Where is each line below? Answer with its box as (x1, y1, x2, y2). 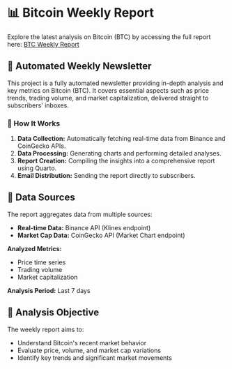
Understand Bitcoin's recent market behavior (17, 338, 147, 347)
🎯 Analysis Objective (7, 307, 100, 319)
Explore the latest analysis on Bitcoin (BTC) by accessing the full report (7, 32, 211, 41)
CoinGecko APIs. (17, 142, 66, 150)
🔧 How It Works (7, 119, 61, 128)
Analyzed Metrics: (7, 244, 62, 253)
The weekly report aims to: (7, 325, 84, 333)
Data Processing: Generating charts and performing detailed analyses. (17, 149, 222, 158)
